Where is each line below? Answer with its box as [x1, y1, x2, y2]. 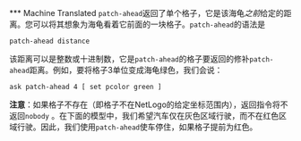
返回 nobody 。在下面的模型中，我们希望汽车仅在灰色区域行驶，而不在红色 [9, 111, 279, 120]
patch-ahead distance [9, 37, 90, 46]
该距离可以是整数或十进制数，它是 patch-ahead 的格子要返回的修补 [9, 54, 250, 64]
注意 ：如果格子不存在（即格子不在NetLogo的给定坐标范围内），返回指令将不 [9, 99, 288, 110]
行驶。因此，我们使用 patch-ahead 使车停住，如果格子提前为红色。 [16, 121, 258, 132]
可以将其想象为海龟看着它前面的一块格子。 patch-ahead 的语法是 [32, 19, 266, 29]
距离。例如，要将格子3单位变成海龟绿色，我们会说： [29, 65, 223, 75]
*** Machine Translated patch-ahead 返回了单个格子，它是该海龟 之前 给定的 [9, 8, 284, 18]
